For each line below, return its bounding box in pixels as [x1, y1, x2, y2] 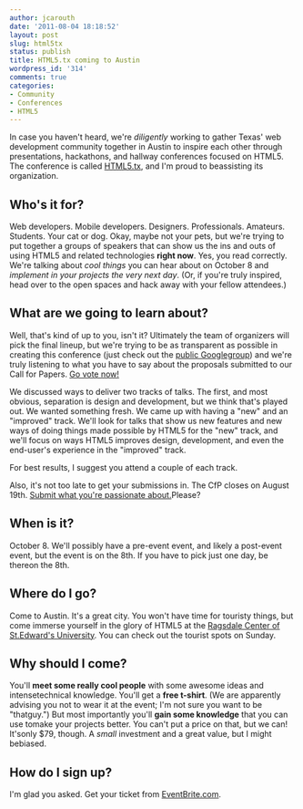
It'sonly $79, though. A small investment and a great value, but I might [9, 729, 272, 740]
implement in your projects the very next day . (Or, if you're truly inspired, [9, 270, 282, 281]
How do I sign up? [9, 764, 112, 780]
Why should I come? [9, 656, 127, 671]
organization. [9, 171, 59, 182]
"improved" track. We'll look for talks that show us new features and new [9, 415, 283, 426]
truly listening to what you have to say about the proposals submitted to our [9, 358, 293, 369]
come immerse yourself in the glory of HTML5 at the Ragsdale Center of [9, 619, 280, 630]
